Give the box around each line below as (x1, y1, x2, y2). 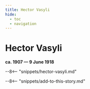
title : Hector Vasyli (5, 7, 50, 12)
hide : (5, 12, 16, 17)
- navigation (9, 21, 37, 26)
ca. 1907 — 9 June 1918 (5, 59, 55, 65)
